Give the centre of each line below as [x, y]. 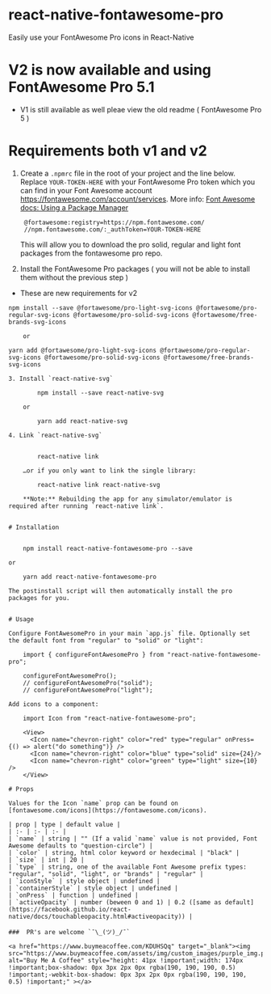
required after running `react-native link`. [86, 506]
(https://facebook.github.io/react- [70, 909]
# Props [21, 789]
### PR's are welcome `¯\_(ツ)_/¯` [69, 932]
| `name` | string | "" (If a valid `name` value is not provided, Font [133, 839]
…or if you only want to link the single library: [110, 471]
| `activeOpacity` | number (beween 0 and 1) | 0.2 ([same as [115, 902]
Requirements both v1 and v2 [108, 151]
